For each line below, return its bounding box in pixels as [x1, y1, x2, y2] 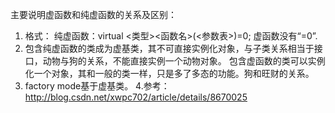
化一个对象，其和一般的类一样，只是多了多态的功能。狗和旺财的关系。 [24, 68, 315, 79]
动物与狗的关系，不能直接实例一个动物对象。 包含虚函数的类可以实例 [42, 55, 326, 67]
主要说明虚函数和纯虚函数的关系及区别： [10, 9, 177, 20]
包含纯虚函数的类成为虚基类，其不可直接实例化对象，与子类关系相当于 [24, 43, 315, 54]
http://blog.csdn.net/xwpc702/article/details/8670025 [24, 91, 248, 103]
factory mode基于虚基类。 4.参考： [24, 80, 170, 92]
